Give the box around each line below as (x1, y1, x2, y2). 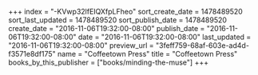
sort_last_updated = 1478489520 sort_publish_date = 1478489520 (8, 15, 228, 25)
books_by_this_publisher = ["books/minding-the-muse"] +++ (8, 57, 209, 67)
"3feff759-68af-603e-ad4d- (155, 41, 250, 50)
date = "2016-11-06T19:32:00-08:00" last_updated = (77, 32, 252, 41)
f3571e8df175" (8, 49, 56, 58)
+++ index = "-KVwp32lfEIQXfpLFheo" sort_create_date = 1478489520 (8, 7, 244, 16)
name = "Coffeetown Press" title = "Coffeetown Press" (57, 49, 238, 58)
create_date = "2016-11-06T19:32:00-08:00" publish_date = (8, 24, 205, 33)
